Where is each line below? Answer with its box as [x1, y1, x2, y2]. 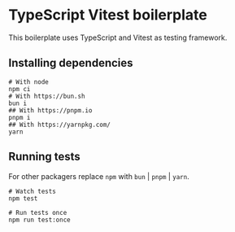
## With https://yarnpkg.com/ [8, 120, 111, 129]
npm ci [8, 85, 31, 93]
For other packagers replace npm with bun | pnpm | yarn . [8, 171, 189, 181]
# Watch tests [8, 187, 57, 195]
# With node [8, 77, 49, 86]
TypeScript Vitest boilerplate [8, 6, 207, 24]
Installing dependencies [8, 56, 133, 70]
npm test [8, 194, 38, 203]
